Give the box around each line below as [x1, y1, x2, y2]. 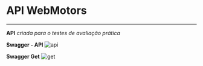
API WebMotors [6, 4, 88, 18]
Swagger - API [6, 41, 43, 48]
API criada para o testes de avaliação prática [6, 29, 121, 36]
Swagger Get [6, 53, 40, 60]
